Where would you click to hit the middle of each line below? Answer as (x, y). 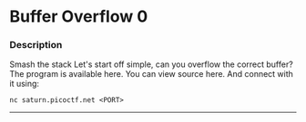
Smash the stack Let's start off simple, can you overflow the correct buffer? (151, 64)
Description (36, 45)
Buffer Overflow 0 (79, 17)
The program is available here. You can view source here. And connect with (152, 74)
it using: (24, 84)
